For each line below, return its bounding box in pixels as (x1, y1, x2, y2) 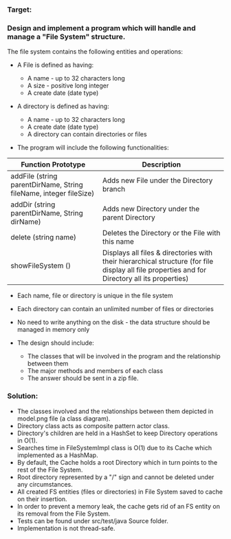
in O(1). (16, 436, 38, 445)
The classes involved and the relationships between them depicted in (16, 407, 214, 415)
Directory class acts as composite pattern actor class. (16, 421, 170, 430)
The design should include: (16, 339, 94, 347)
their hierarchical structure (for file (102, 257, 214, 266)
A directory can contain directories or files (27, 130, 147, 138)
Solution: (7, 391, 38, 401)
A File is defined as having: (16, 61, 94, 70)
